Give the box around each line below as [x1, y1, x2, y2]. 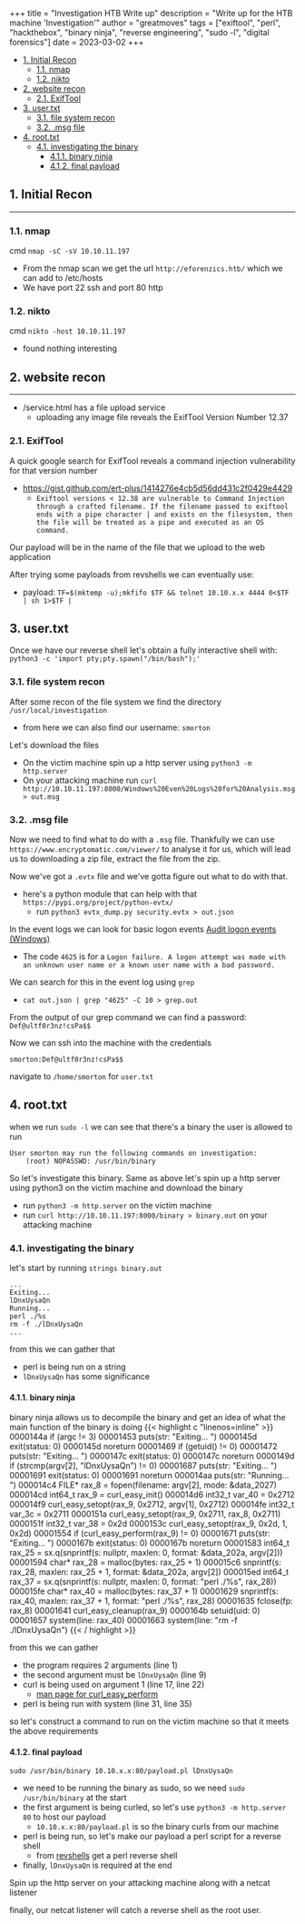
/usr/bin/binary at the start [22, 1792, 127, 1803]
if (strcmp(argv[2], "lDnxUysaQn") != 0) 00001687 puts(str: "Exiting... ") [9, 1460, 278, 1471]
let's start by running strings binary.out [9, 1263, 162, 1274]
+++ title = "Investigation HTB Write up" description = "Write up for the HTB [9, 8, 293, 18]
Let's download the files [9, 739, 100, 750]
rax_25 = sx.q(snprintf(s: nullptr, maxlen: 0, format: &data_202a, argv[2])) [9, 1548, 283, 1558]
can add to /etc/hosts [22, 273, 103, 284]
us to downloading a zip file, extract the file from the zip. [9, 853, 221, 864]
